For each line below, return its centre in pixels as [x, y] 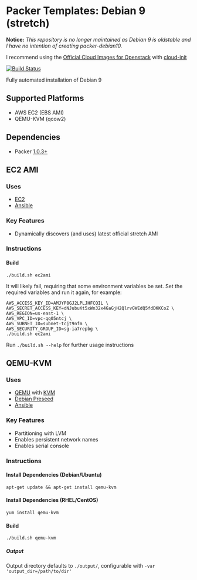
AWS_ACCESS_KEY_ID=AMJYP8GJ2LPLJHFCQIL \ [57, 303]
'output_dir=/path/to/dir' [39, 571]
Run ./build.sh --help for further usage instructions [70, 345]
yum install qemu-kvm [33, 512]
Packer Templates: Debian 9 [76, 11]
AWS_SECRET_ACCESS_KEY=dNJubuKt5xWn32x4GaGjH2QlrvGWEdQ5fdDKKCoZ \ [90, 308]
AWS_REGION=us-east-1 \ [35, 313]
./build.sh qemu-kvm [31, 538]
